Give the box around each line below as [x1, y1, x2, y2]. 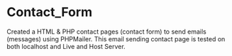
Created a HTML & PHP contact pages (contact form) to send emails [6, 27, 206, 36]
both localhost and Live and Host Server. [6, 42, 126, 50]
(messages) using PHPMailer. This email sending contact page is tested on [6, 34, 226, 43]
